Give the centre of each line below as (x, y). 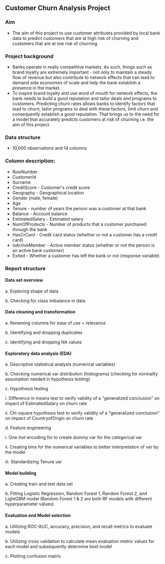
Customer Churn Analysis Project (58, 8)
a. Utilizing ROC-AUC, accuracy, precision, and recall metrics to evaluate (79, 526)
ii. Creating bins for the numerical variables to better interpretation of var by (82, 447)
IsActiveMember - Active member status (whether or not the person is (83, 245)
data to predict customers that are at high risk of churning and (75, 38)
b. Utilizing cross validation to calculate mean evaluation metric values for (80, 541)
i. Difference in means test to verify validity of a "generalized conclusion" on (82, 398)
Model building (21, 473)
